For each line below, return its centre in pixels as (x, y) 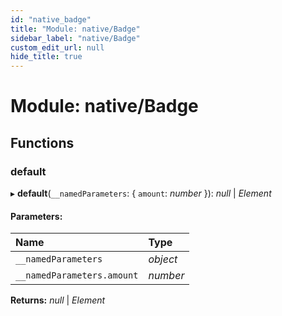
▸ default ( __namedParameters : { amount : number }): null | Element (141, 193)
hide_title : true (46, 57)
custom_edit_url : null (57, 47)
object (163, 259)
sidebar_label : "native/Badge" (75, 38)
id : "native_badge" (51, 19)
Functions (42, 142)
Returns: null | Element (58, 300)
